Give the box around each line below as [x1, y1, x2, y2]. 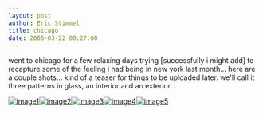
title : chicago [8, 26, 59, 34]
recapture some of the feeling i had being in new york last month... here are [8, 65, 256, 74]
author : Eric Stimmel [8, 19, 80, 27]
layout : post [8, 11, 52, 20]
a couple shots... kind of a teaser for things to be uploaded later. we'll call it [8, 73, 255, 82]
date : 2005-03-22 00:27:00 [8, 33, 98, 42]
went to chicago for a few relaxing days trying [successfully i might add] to [8, 56, 254, 65]
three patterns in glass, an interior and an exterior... [8, 81, 177, 91]
